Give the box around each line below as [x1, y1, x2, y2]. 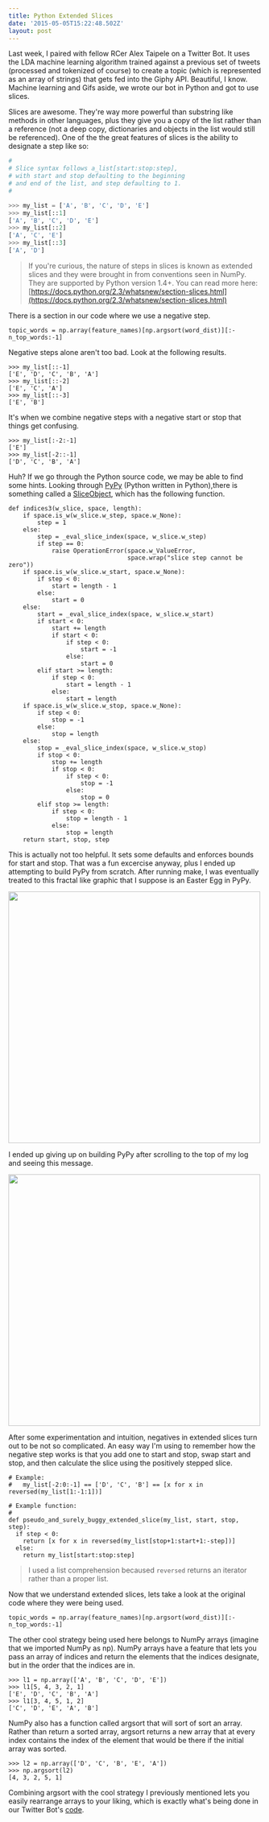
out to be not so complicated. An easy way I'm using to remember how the [8, 1440, 256, 1450]
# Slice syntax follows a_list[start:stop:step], [8, 164, 179, 173]
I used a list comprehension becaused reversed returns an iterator [27, 1565, 247, 1575]
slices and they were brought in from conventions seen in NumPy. [27, 269, 247, 279]
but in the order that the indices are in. [8, 1660, 135, 1670]
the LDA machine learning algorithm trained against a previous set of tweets [8, 57, 261, 67]
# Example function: [8, 1502, 78, 1510]
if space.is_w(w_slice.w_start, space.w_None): [23, 568, 185, 576]
